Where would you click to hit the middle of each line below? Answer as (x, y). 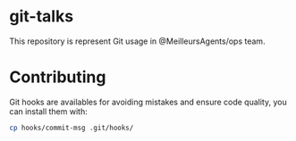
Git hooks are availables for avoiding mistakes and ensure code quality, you (148, 102)
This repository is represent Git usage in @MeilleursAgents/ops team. (137, 41)
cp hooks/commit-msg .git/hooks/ (72, 128)
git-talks (42, 17)
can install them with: (48, 111)
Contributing (58, 77)
